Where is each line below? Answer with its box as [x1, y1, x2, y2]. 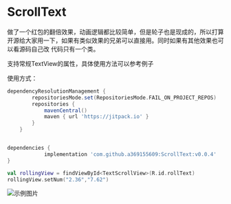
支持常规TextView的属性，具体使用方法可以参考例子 [7, 59, 154, 67]
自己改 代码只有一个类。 [30, 45, 100, 53]
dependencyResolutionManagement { [7, 87, 107, 95]
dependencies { [7, 145, 51, 152]
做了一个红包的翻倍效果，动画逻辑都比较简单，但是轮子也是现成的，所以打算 [7, 27, 224, 36]
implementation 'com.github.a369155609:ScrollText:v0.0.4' [43, 150, 217, 158]
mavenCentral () [43, 107, 88, 114]
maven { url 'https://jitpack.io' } [43, 113, 149, 120]
